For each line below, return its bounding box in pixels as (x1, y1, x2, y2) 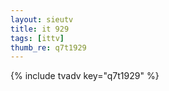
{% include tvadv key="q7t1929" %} (10, 70, 160, 82)
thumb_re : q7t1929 (10, 42, 87, 53)
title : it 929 (10, 24, 70, 34)
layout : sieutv (10, 14, 74, 25)
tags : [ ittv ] (10, 33, 65, 43)
